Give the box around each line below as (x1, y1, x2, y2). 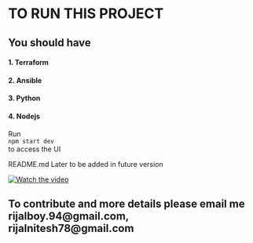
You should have (8, 36, 92, 49)
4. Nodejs (8, 111, 41, 121)
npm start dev (8, 137, 55, 145)
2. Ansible (8, 75, 42, 85)
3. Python (8, 93, 41, 103)
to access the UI (8, 144, 61, 154)
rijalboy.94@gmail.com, (8, 209, 130, 223)
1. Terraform (8, 58, 49, 67)
